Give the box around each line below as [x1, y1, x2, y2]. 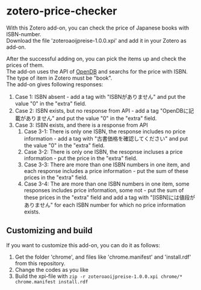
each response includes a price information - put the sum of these [23, 167, 188, 174]
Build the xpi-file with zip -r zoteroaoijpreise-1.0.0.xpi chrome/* [14, 273, 182, 280]
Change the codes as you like [14, 266, 89, 273]
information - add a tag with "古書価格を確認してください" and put [23, 134, 188, 142]
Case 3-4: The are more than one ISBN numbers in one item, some [23, 180, 190, 188]
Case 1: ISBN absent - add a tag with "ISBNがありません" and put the [14, 93, 186, 100]
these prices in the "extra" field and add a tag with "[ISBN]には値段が [23, 194, 196, 201]
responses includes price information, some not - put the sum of [23, 186, 184, 194]
